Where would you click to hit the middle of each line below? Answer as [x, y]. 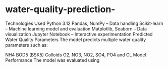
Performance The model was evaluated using [52, 60]
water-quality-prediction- [60, 9]
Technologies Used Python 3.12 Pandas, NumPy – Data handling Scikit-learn [84, 23]
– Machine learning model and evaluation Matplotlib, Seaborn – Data [76, 28]
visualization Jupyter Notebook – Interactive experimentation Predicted [79, 34]
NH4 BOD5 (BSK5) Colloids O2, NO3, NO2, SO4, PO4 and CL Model [76, 55]
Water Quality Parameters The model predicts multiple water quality [76, 40]
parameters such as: [26, 45]
